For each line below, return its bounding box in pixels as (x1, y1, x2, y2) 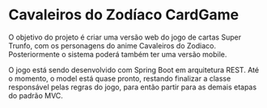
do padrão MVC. (8, 90, 63, 100)
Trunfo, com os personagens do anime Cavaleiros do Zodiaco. (8, 40, 217, 50)
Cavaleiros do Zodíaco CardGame (8, 6, 239, 24)
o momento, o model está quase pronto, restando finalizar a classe (8, 73, 231, 83)
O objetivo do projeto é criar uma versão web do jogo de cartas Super (8, 32, 241, 42)
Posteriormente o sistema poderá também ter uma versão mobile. (8, 49, 227, 59)
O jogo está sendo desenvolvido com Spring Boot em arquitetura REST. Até (8, 64, 260, 74)
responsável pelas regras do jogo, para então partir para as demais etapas (8, 82, 257, 92)
